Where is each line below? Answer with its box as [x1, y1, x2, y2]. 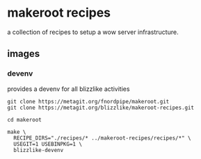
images [7, 48, 40, 60]
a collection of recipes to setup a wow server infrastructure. [7, 28, 179, 36]
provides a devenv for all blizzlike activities [7, 85, 130, 93]
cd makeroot [7, 116, 42, 123]
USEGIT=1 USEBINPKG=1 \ [13, 140, 82, 147]
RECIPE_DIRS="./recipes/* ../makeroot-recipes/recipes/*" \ [13, 134, 191, 142]
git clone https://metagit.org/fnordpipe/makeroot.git [7, 98, 170, 105]
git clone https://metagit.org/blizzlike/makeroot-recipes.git [7, 104, 195, 111]
